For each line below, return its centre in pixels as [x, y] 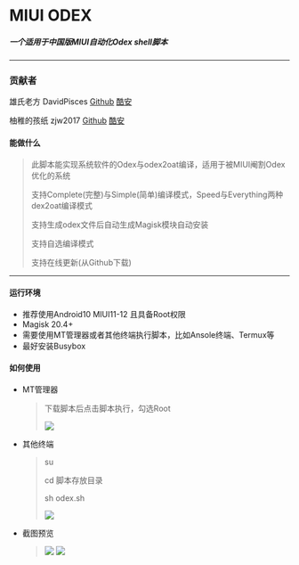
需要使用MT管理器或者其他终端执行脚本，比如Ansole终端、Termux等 [148, 334]
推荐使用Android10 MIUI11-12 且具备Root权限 [104, 314]
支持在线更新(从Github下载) [81, 262]
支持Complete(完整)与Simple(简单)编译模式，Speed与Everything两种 [157, 194]
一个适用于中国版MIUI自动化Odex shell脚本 [89, 42]
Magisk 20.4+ [48, 324]
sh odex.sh [65, 498]
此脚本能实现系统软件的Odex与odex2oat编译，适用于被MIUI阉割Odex [158, 164]
